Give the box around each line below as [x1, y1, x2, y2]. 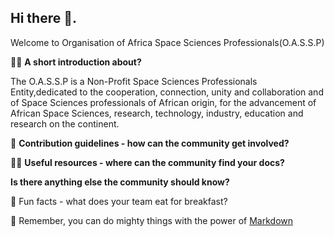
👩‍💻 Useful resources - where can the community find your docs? [10, 156, 285, 168]
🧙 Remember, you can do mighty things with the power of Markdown [10, 214, 294, 226]
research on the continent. [10, 117, 120, 130]
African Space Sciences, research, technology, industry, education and [10, 107, 304, 119]
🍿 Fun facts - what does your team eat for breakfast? [10, 195, 228, 207]
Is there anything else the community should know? [10, 176, 230, 188]
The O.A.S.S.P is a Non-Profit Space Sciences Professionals [10, 75, 258, 87]
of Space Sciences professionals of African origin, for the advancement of [10, 96, 317, 108]
